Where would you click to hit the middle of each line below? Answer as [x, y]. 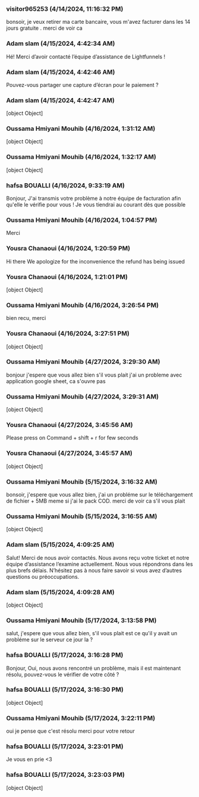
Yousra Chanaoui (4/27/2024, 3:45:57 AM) [69, 453]
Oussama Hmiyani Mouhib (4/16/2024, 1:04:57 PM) [82, 220]
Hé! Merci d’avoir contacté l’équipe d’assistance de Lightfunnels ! [86, 57]
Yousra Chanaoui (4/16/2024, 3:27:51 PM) [68, 334]
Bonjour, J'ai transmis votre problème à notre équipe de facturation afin [94, 199]
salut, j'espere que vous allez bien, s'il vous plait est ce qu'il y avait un [92, 633]
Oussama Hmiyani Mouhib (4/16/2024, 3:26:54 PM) [83, 305]
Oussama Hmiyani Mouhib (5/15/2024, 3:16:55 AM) [82, 516]
